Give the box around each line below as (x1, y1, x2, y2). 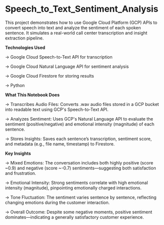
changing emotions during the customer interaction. (5, 199, 110, 205)
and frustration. (5, 170, 37, 176)
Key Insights (5, 150, 31, 156)
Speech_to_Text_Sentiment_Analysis (5, 3, 159, 15)
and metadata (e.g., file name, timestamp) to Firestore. (5, 141, 115, 147)
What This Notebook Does (5, 92, 60, 98)
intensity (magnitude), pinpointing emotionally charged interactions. (5, 184, 142, 191)
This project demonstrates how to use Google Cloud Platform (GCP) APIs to (5, 20, 158, 25)
